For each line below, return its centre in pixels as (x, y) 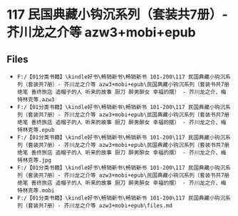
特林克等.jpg (34, 160)
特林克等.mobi (36, 190)
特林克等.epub (36, 130)
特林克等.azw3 (36, 100)
